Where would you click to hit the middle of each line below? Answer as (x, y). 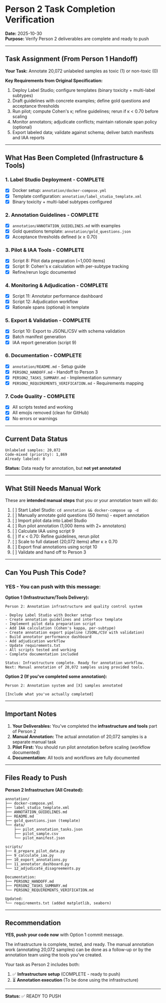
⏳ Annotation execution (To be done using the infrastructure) (75, 980)
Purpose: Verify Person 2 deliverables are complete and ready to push (77, 39)
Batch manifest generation (39, 337)
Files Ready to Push (36, 778)
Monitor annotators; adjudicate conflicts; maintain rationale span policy (84, 122)
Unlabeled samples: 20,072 (33, 450)
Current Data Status (37, 439)
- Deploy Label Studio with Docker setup (48, 615)
